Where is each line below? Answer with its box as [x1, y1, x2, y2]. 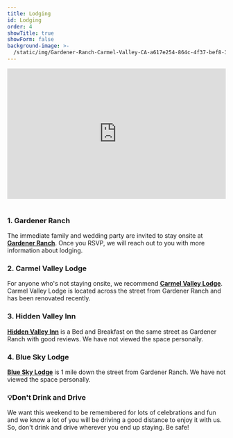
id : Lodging [7, 17, 42, 24]
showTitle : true [7, 29, 54, 37]
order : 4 [7, 23, 33, 30]
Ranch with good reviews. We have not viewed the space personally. [7, 334, 203, 343]
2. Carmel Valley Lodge [7, 263, 87, 273]
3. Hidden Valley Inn [7, 311, 76, 321]
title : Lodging [7, 10, 51, 17]
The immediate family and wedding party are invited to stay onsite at [7, 232, 203, 240]
